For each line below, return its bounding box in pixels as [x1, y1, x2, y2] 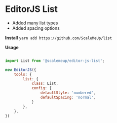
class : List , [31, 81, 58, 86]
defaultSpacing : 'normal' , [40, 95, 96, 100]
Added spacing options [12, 25, 60, 31]
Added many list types [12, 20, 58, 26]
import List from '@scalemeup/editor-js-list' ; [5, 58, 105, 63]
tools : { [14, 72, 32, 77]
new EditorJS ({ [5, 67, 37, 72]
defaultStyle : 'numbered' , [40, 90, 96, 95]
